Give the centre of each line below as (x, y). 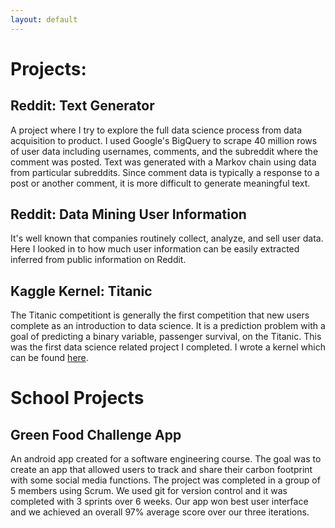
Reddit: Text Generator (82, 106)
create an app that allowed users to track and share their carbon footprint (161, 470)
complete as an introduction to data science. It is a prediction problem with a (168, 326)
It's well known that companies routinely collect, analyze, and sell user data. (167, 238)
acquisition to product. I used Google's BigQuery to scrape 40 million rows (164, 140)
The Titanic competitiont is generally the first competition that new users (160, 315)
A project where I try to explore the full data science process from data (156, 130)
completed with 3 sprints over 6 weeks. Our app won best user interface (159, 502)
